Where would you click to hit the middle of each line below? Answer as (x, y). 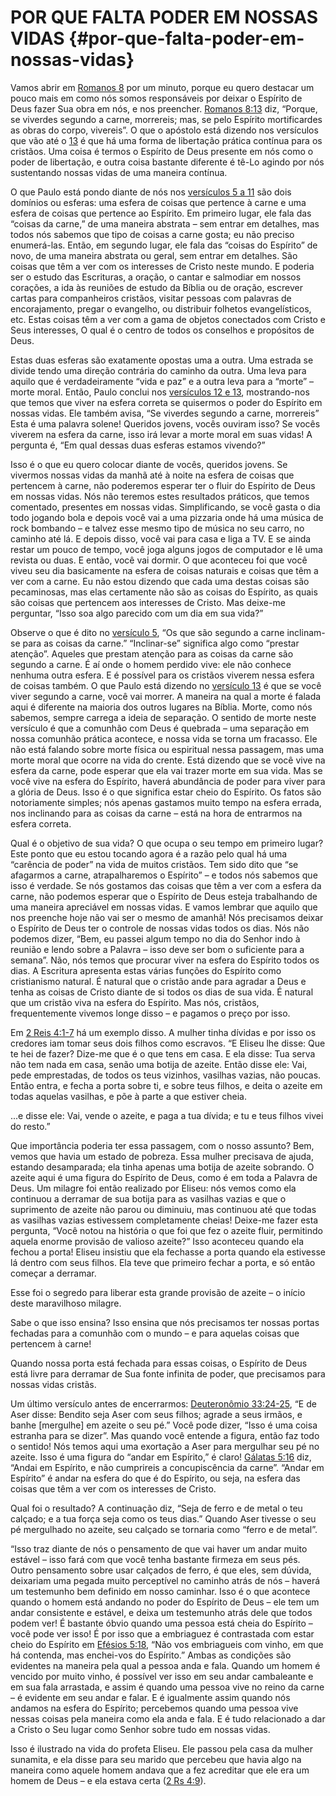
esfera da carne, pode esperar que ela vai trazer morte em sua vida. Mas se (166, 770)
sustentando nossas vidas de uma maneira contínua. (119, 172)
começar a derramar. (53, 1273)
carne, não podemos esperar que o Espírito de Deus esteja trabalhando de (164, 896)
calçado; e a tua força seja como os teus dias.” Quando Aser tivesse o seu (163, 1518)
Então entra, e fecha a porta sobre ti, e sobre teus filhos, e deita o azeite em (166, 1085)
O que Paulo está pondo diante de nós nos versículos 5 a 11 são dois (151, 192)
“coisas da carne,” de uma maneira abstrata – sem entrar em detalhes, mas (165, 223)
